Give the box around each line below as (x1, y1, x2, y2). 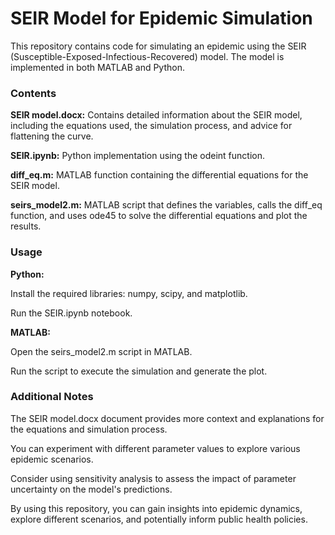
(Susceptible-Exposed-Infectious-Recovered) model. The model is (10, 50, 285, 62)
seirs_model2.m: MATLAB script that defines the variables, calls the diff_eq (10, 199, 323, 211)
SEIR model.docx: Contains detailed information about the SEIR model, (10, 109, 303, 121)
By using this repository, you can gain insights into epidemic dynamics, (10, 502, 303, 514)
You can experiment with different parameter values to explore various (10, 442, 301, 454)
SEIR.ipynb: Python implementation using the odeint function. (10, 150, 265, 162)
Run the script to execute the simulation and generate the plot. (10, 365, 268, 377)
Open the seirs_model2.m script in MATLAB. (10, 345, 193, 357)
